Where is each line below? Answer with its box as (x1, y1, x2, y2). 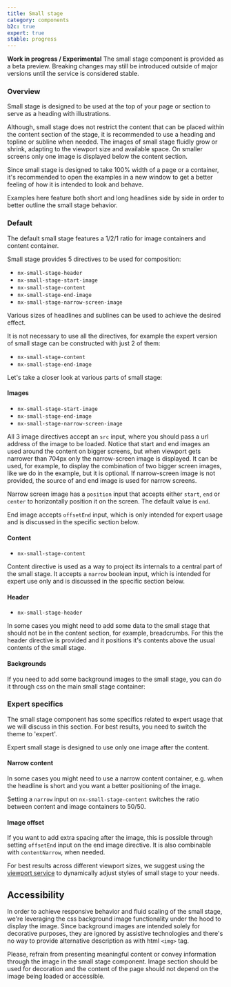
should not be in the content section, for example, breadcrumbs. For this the (7, 629, 223, 638)
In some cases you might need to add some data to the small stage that (7, 622, 210, 630)
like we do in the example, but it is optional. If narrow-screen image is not (7, 469, 216, 477)
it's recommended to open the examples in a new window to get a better (7, 173, 213, 182)
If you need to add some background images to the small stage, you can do (7, 675, 222, 683)
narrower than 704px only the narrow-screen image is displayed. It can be (7, 454, 218, 463)
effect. (7, 318, 26, 327)
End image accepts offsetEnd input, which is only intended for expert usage (7, 510, 223, 519)
